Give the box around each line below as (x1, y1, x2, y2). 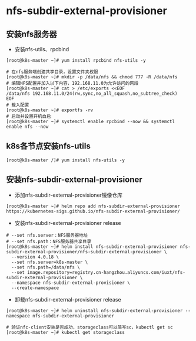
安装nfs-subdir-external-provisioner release (14, 219, 122, 226)
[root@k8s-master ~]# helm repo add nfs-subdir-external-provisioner (6, 203, 181, 209)
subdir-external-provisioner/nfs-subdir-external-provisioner (6, 249, 162, 254)
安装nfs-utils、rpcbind (14, 46, 69, 52)
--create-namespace (11, 284, 59, 291)
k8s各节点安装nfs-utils (6, 141, 91, 151)
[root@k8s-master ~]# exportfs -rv (6, 107, 94, 113)
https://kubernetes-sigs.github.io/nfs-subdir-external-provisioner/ (6, 208, 181, 214)
